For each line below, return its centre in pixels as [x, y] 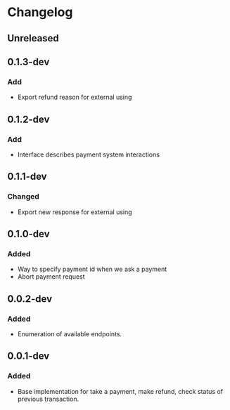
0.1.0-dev [29, 234]
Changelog [40, 12]
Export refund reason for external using [75, 97]
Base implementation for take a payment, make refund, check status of [120, 391]
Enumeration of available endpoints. [69, 334]
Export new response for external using [75, 212]
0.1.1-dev [27, 177]
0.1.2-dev [28, 119]
